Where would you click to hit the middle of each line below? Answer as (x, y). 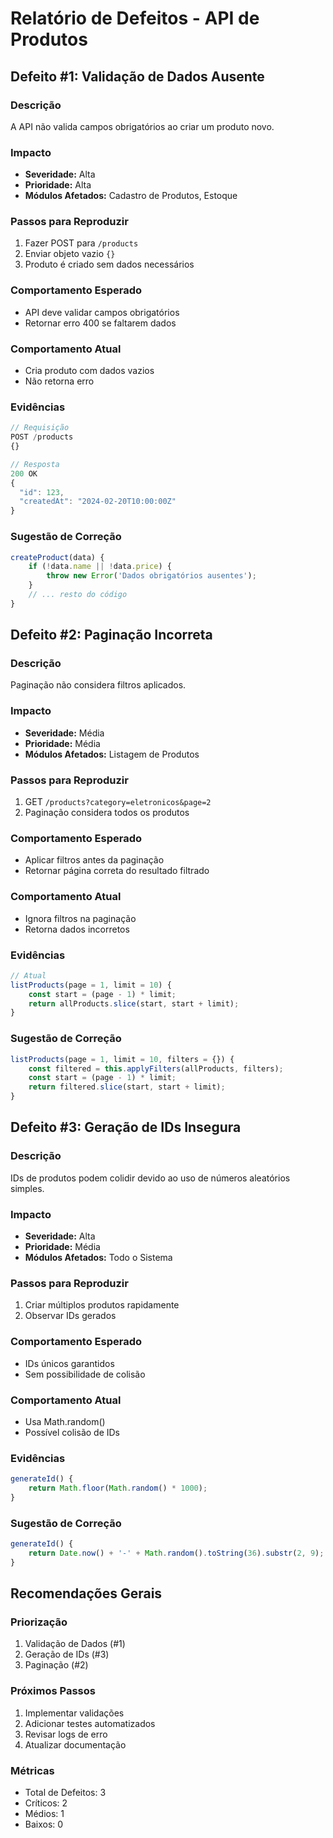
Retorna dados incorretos (77, 929)
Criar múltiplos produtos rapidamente (102, 1305)
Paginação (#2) (56, 1665)
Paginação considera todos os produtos (107, 813)
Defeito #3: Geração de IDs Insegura (126, 1127)
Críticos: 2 (46, 1803)
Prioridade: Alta (58, 185)
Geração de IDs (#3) (67, 1654)
